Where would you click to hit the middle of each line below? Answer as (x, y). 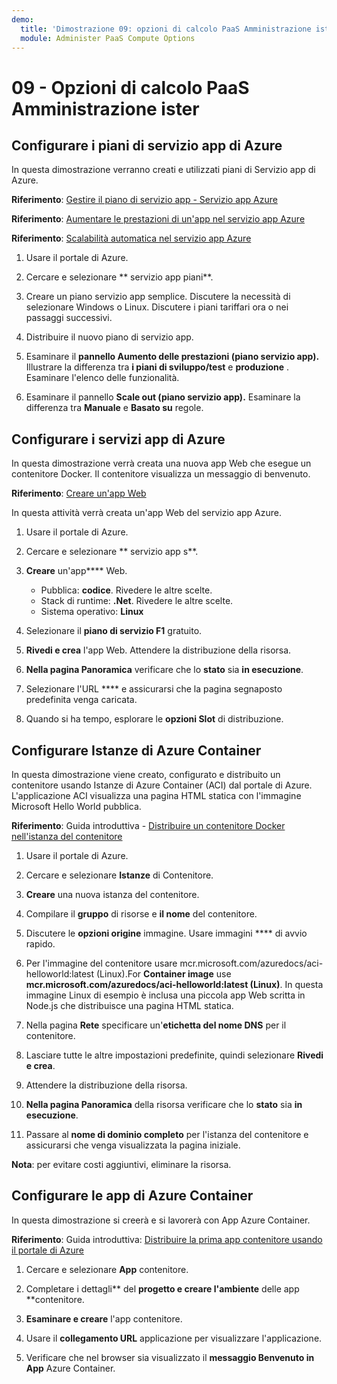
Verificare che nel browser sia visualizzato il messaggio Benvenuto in (170, 1357)
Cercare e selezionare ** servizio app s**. (112, 552)
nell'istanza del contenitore (67, 836)
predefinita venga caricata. (81, 700)
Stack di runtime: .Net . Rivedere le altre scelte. (137, 601)
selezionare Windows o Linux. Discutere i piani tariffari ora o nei (157, 307)
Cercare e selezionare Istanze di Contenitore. (119, 875)
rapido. (40, 944)
